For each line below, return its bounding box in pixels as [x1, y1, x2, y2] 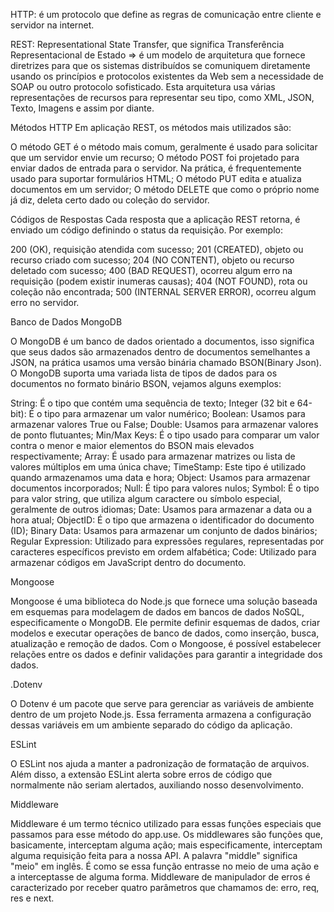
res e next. [10, 892, 55, 904]
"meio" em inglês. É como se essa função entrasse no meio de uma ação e [10, 860, 320, 872]
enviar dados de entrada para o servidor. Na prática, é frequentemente [10, 162, 302, 174]
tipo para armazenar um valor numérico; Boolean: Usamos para [44, 408, 306, 419]
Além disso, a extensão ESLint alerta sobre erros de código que [10, 769, 273, 780]
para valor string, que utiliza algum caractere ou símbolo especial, [10, 493, 282, 504]
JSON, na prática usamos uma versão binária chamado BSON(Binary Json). [10, 357, 322, 368]
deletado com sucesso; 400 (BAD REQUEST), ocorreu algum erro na [10, 265, 293, 276]
